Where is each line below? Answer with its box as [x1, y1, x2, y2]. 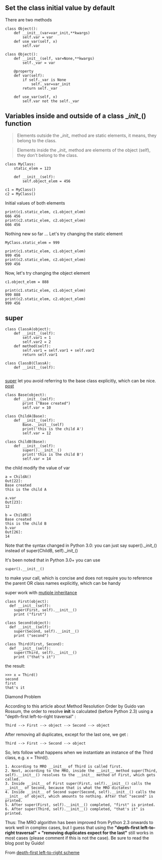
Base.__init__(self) [22, 422, 64, 428]
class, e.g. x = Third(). [5, 755, 50, 761]
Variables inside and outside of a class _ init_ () [5, 112, 146, 120]
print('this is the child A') [22, 427, 84, 431]
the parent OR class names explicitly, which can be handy [5, 580, 121, 586]
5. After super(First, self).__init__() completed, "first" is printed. [5, 803, 156, 807]
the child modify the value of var [5, 465, 70, 471]
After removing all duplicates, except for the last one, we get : [5, 731, 128, 737]
